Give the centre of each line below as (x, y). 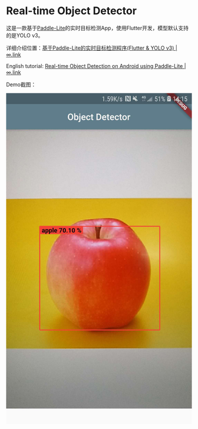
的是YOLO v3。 (25, 35)
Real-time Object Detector (72, 11)
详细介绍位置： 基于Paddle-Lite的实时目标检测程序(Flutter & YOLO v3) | (92, 48)
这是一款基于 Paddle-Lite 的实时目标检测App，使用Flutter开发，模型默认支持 (98, 28)
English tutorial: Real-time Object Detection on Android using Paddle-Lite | (96, 66)
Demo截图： (21, 84)
